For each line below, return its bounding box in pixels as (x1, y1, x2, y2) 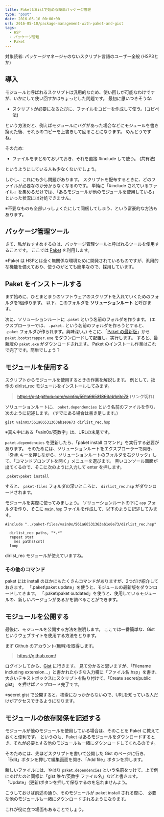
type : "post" (5, 12, 32, 17)
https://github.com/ (17, 653, 56, 659)
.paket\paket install (5, 474, 49, 479)
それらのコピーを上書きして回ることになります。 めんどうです (26, 128, 152, 134)
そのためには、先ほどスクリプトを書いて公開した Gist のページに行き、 (5, 750, 148, 756)
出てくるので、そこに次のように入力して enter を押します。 (5, 464, 125, 470)
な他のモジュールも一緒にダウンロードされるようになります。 (5, 796, 129, 802)
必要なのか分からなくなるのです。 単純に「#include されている (22, 182, 149, 188)
